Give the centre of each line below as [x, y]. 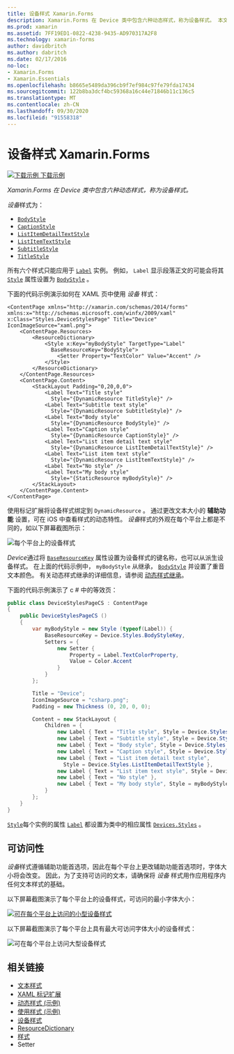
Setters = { [62, 642]
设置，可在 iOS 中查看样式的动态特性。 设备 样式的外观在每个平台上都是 [117, 519]
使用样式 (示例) [39, 1012]
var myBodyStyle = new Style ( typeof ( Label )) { [102, 629]
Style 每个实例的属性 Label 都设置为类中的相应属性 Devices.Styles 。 [106, 824]
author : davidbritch [37, 46]
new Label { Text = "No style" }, [107, 777]
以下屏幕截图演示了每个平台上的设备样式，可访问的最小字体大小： [102, 899]
